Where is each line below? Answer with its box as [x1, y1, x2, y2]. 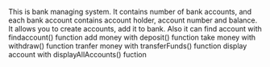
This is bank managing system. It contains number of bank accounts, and [8, 7, 252, 16]
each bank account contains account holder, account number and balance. [8, 15, 258, 25]
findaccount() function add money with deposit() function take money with [8, 32, 256, 42]
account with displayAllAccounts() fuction [8, 50, 147, 59]
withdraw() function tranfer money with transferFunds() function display [8, 41, 247, 51]
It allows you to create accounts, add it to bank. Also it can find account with [8, 24, 262, 33]
